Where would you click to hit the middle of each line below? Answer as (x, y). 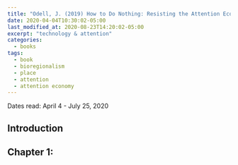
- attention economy (44, 86)
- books (25, 47)
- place (25, 73)
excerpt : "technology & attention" (60, 33)
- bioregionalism (39, 66)
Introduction (35, 128)
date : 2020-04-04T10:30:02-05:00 (57, 20)
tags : (15, 54)
